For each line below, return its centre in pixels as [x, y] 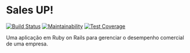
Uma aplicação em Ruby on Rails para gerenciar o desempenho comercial [95, 37]
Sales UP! [30, 10]
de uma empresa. [27, 44]
